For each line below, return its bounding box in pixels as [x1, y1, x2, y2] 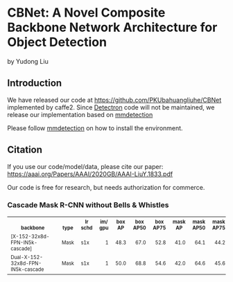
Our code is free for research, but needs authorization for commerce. [7, 183, 205, 191]
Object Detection [7, 35, 107, 50]
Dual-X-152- [10, 254, 43, 261]
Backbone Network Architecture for [7, 19, 218, 35]
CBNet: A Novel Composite [7, 5, 166, 21]
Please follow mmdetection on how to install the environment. [7, 123, 183, 132]
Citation [7, 144, 43, 156]
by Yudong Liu [7, 57, 49, 65]
